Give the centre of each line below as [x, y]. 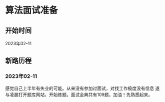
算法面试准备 [32, 10]
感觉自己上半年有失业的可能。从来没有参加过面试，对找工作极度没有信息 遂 [82, 88]
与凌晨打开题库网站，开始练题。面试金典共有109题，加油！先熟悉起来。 [79, 94]
